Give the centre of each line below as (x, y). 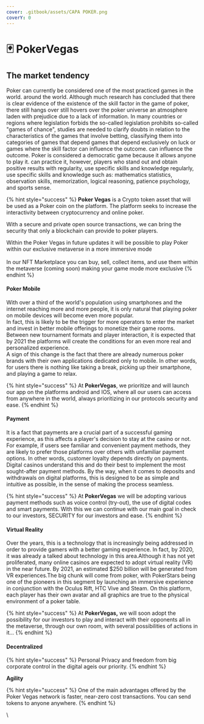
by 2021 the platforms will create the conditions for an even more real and (99, 341)
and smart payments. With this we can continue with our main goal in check (101, 509)
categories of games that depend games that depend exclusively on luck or (101, 142)
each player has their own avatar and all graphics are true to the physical (98, 595)
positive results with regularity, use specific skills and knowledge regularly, (100, 168)
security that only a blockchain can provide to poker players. (82, 231)
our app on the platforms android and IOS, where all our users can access (99, 392)
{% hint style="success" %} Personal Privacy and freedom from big (91, 660)
